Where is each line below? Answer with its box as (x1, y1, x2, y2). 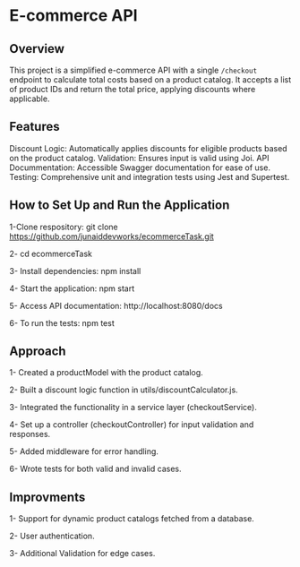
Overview (9, 41, 65, 56)
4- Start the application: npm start (9, 283, 135, 294)
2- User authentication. (9, 530, 96, 542)
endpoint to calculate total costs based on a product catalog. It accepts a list (9, 74, 292, 85)
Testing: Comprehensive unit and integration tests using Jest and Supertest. (9, 171, 290, 182)
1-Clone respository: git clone (9, 221, 118, 232)
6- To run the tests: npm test (9, 317, 115, 328)
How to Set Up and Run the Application (9, 198, 230, 213)
